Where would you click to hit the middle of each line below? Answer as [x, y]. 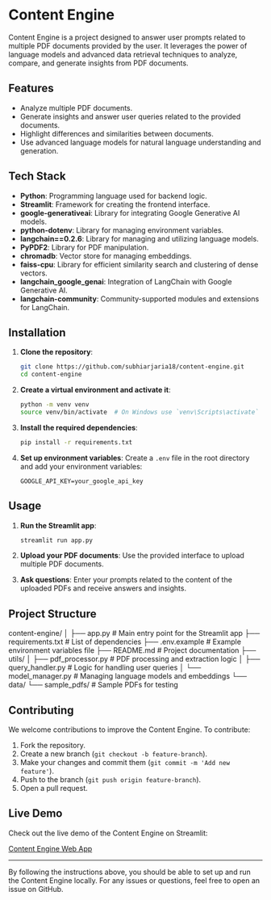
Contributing [41, 710]
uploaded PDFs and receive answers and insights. [103, 588]
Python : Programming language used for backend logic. [113, 196]
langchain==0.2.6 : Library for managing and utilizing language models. [140, 238]
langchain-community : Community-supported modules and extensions [140, 299]
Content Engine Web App [50, 848]
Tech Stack [37, 177]
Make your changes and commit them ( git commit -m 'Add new [125, 763]
